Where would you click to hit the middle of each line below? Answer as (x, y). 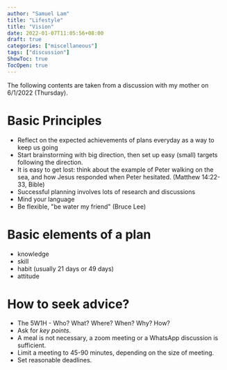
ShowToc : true (28, 59)
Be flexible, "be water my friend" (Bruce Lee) (82, 207)
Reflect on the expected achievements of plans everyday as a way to (116, 140)
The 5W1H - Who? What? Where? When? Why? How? (94, 323)
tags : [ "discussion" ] (39, 53)
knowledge (33, 254)
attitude (28, 276)
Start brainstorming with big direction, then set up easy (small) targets (117, 154)
